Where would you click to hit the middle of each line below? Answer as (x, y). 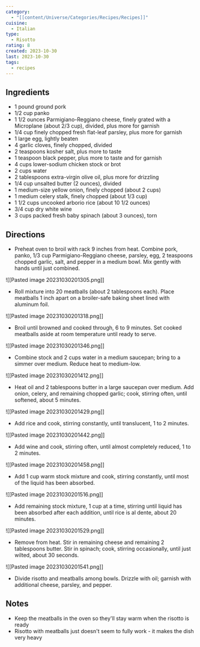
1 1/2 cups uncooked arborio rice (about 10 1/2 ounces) (82, 203)
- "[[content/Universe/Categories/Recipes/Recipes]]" (80, 17)
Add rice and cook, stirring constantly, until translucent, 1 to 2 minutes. (102, 423)
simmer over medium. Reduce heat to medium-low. (77, 364)
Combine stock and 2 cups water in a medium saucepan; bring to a (97, 357)
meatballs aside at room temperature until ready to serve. (85, 334)
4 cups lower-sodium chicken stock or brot (68, 164)
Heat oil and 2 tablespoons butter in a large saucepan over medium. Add (104, 387)
